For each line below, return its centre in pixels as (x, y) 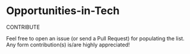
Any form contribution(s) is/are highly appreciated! (68, 45)
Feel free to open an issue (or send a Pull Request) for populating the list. (96, 38)
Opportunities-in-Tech (63, 11)
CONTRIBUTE (23, 27)
